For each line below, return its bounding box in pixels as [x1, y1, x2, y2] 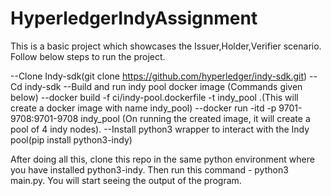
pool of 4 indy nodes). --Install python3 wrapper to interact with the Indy [10, 123, 310, 135]
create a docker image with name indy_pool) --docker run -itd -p [10, 102, 277, 114]
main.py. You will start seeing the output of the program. [10, 174, 242, 186]
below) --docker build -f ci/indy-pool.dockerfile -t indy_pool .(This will [10, 91, 299, 103]
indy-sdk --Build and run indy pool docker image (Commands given [24, 80, 303, 92]
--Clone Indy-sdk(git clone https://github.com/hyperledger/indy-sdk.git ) [10, 70, 308, 82]
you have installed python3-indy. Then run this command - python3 [10, 163, 289, 176]
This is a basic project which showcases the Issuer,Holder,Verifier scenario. [10, 40, 322, 52]
